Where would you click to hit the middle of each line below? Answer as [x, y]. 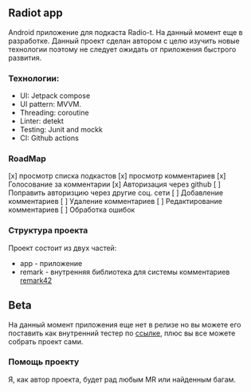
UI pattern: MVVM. [51, 104]
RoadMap [27, 159]
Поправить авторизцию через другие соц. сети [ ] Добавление [116, 193]
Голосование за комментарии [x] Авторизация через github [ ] [115, 184]
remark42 [36, 280]
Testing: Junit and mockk [61, 130]
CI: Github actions [49, 138]
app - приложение [51, 263]
